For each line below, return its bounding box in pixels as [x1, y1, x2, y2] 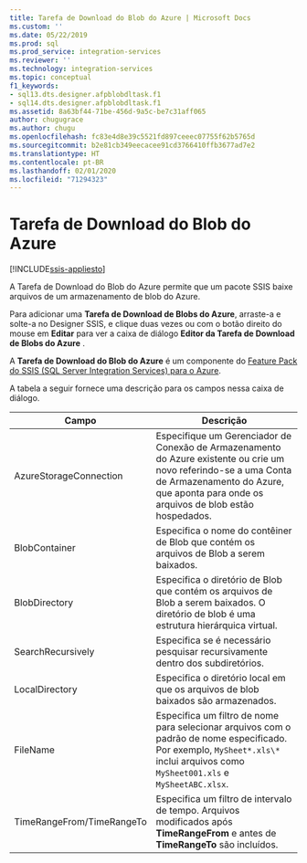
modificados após [155, 816, 233, 828]
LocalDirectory [14, 683, 78, 696]
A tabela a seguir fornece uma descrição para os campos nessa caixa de [9, 383, 285, 394]
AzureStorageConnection [14, 469, 123, 482]
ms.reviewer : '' [9, 56, 71, 65]
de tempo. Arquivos [155, 805, 240, 817]
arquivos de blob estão [155, 499, 254, 511]
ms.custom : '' [9, 22, 64, 31]
